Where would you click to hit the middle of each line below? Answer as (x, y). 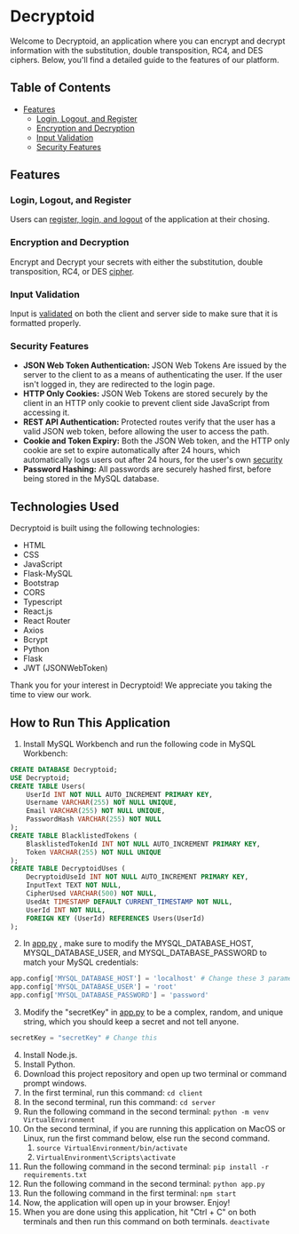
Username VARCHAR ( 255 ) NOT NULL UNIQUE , (102, 803)
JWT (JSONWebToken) (65, 668)
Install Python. (49, 1064)
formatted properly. (46, 323)
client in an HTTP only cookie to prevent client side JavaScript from (146, 403)
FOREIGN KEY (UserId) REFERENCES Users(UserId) (115, 918)
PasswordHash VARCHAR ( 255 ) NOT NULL (94, 819)
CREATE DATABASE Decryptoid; (64, 769)
